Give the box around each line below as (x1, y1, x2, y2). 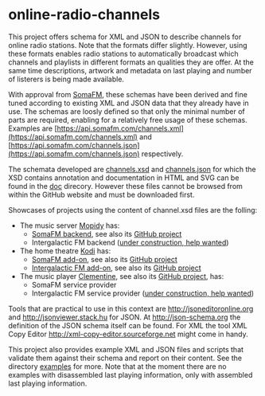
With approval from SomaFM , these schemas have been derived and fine (8, 89, 248, 99)
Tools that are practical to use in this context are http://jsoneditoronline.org (8, 304, 254, 313)
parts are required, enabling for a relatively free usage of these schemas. (8, 115, 248, 124)
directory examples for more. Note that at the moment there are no (8, 361, 227, 371)
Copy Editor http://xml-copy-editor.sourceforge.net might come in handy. (8, 329, 248, 339)
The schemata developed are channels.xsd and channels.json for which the (8, 164, 256, 174)
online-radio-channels (8, 6, 161, 24)
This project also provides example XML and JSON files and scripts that (8, 344, 244, 354)
